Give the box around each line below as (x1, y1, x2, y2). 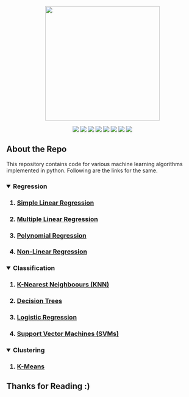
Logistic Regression (16, 313, 77, 322)
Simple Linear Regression (16, 198, 94, 207)
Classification (13, 264, 55, 272)
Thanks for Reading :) (6, 381, 90, 392)
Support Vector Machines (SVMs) (16, 330, 119, 338)
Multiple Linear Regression (16, 214, 99, 223)
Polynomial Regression (16, 231, 87, 239)
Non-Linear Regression (16, 247, 87, 256)
